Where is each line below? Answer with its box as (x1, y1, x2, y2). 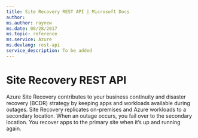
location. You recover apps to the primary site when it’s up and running (6, 118, 181, 125)
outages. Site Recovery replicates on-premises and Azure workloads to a (6, 106, 187, 113)
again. (6, 125, 22, 132)
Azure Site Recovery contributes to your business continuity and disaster (6, 93, 187, 100)
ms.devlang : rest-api (6, 42, 60, 48)
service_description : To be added (6, 48, 93, 54)
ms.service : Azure (6, 36, 52, 42)
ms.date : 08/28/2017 (6, 25, 58, 32)
